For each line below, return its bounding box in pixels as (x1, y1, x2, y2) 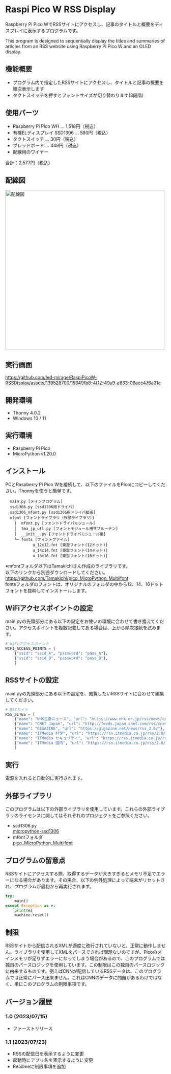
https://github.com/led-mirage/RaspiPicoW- (5, 375, 97, 381)
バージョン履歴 (5, 997, 52, 1006)
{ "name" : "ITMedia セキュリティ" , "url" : (14, 735, 99, 740)
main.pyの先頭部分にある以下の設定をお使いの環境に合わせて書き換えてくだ (5, 618, 164, 625)
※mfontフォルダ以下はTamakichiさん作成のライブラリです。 (5, 563, 131, 569)
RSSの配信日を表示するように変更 (12, 1050, 84, 1057)
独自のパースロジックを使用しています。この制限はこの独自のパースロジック (5, 962, 165, 968)
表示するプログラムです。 (27, 27, 81, 34)
